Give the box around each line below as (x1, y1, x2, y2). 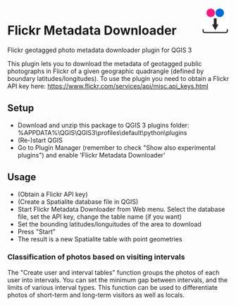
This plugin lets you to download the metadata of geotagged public (7, 59, 202, 68)
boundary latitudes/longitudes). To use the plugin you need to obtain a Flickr (7, 74, 229, 82)
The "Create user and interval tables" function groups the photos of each (7, 268, 220, 276)
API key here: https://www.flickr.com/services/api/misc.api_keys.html (7, 82, 209, 90)
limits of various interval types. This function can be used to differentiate (7, 283, 218, 291)
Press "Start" (17, 227, 56, 236)
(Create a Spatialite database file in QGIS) (17, 197, 139, 205)
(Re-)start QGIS (17, 136, 63, 144)
